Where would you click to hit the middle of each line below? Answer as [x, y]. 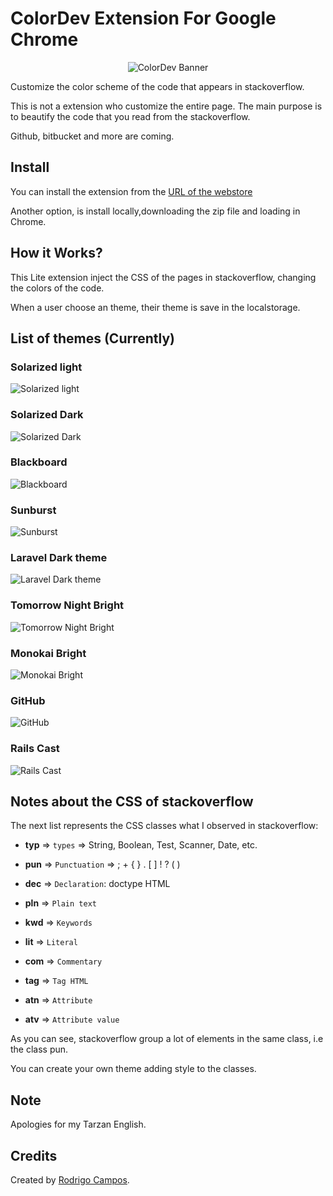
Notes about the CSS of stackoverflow [132, 802]
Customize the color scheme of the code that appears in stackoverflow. [157, 86]
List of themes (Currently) [92, 338]
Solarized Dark [47, 415]
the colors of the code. [57, 288]
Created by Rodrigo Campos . [70, 1180]
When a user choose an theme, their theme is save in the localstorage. [155, 307]
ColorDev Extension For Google [143, 18]
